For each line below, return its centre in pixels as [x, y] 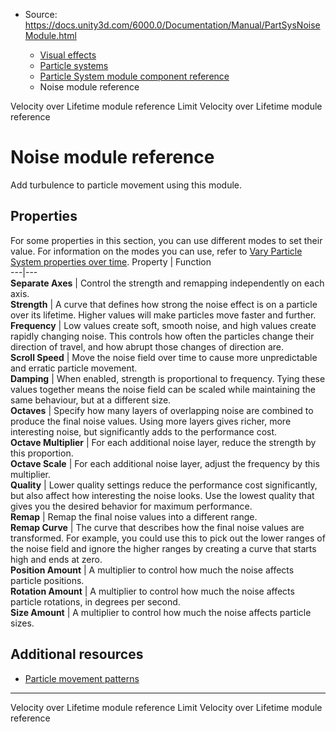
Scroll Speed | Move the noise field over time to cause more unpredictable [164, 357]
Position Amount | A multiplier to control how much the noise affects [152, 570]
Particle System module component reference [134, 76]
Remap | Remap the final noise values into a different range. [134, 516]
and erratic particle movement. [74, 368]
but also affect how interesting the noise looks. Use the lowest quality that [162, 495]
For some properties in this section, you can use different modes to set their [166, 240]
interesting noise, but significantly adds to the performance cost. [144, 431]
